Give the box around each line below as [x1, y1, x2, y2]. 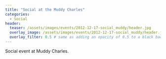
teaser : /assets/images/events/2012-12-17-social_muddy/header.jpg [9, 26, 152, 30]
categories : [5, 12, 30, 17]
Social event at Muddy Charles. [5, 48, 69, 54]
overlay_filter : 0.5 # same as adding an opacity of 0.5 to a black [9, 35, 154, 40]
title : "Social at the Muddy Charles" [5, 7, 85, 12]
